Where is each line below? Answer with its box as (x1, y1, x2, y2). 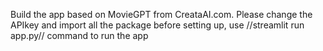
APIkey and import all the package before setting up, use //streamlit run (10, 19, 305, 31)
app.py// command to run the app (10, 30, 149, 41)
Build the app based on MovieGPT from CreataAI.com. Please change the (10, 9, 313, 20)
